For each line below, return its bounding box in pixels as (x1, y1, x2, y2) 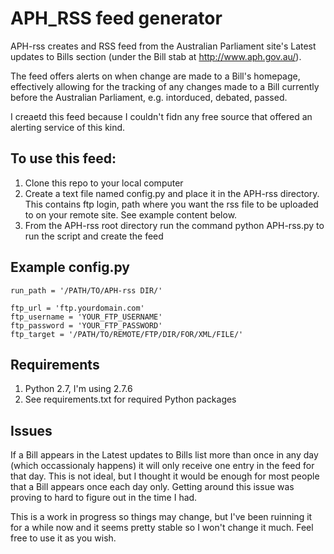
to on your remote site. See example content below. (24, 208, 238, 221)
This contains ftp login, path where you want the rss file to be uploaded (24, 198, 319, 210)
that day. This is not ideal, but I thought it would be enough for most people (10, 470, 320, 482)
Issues (10, 422, 53, 439)
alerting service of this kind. (10, 121, 126, 133)
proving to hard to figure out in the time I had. (10, 492, 198, 504)
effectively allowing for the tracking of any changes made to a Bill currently (10, 80, 320, 92)
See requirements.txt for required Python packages (24, 393, 237, 406)
